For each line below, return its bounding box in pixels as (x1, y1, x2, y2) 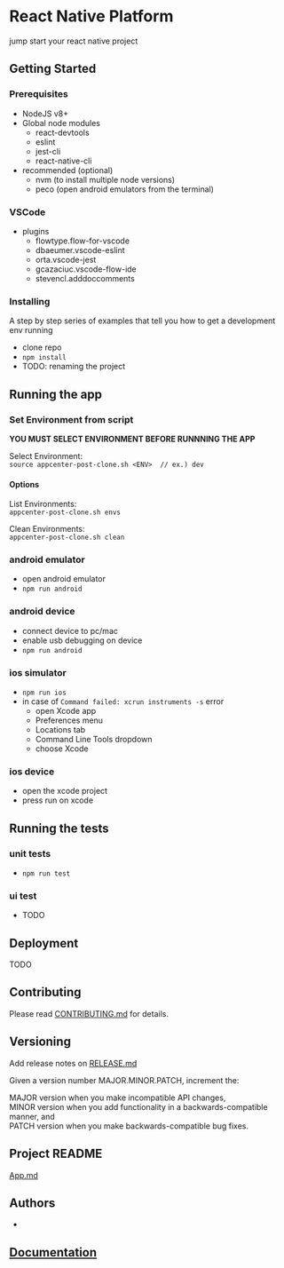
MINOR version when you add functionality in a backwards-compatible (9, 1101, 268, 1112)
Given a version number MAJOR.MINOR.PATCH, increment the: (9, 1074, 240, 1085)
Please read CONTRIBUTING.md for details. (9, 1008, 169, 1018)
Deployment (9, 935, 79, 951)
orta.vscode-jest (35, 254, 97, 265)
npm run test (21, 868, 71, 878)
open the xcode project (21, 786, 108, 796)
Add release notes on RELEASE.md (9, 1058, 138, 1068)
